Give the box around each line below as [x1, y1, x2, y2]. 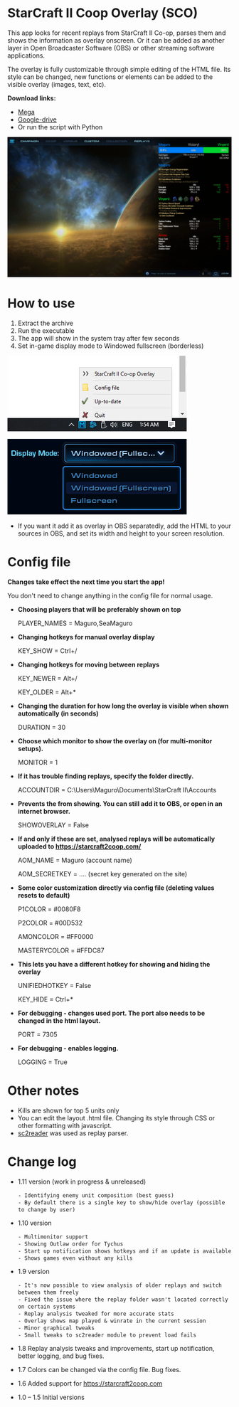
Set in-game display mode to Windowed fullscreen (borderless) [17, 341, 204, 350]
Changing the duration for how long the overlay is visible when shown [17, 701, 229, 710]
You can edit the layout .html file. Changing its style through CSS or [17, 1113, 216, 1122]
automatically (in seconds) [17, 709, 99, 718]
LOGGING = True [17, 1058, 68, 1066]
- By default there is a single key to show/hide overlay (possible [17, 1199, 225, 1206]
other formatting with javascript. [17, 1121, 112, 1130]
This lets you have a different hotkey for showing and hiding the [17, 960, 211, 968]
